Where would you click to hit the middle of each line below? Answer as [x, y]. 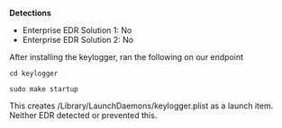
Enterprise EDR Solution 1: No [77, 30]
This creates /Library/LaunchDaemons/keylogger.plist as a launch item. [141, 106]
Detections [31, 13]
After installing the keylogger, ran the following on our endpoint [127, 57]
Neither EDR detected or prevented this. [83, 115]
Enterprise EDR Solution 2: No [77, 40]
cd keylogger [34, 73]
